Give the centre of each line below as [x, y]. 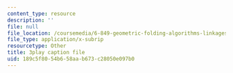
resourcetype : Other [37, 46]
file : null [23, 26]
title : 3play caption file [46, 53]
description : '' [31, 20]
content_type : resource [42, 14]
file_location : [29, 33]
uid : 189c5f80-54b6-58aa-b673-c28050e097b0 [71, 59]
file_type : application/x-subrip [55, 40]
